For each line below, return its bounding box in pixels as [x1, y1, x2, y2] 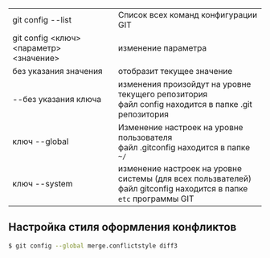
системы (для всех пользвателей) [117, 173, 252, 184]
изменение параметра [117, 43, 207, 53]
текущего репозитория [117, 88, 208, 100]
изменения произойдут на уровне [117, 79, 252, 89]
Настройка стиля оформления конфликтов [8, 220, 237, 234]
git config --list [12, 14, 72, 25]
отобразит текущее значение [117, 66, 233, 76]
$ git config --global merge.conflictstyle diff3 [8, 241, 178, 250]
